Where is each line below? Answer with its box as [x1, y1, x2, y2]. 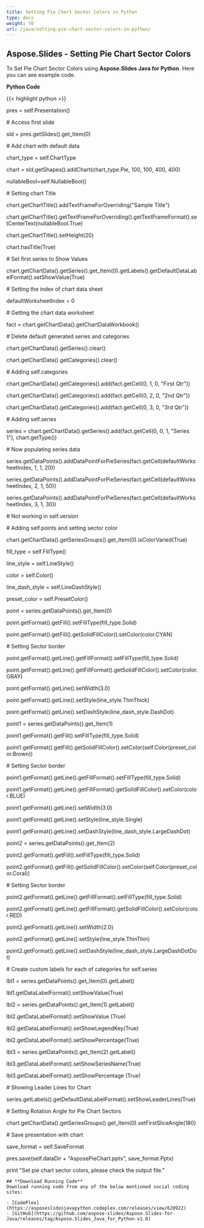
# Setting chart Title [6, 190, 56, 197]
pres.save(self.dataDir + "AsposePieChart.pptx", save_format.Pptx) [6, 1155, 174, 1162]
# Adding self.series [6, 416, 57, 423]
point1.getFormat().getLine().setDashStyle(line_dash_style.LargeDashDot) [6, 828, 191, 835]
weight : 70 [6, 20, 34, 26]
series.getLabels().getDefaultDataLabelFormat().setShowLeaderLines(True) [6, 1095, 196, 1103]
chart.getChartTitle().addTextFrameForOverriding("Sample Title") [6, 202, 170, 209]
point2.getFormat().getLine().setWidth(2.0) [6, 923, 114, 931]
